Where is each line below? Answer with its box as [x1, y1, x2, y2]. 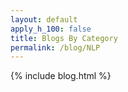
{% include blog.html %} [10, 70, 112, 82]
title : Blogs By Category [10, 33, 118, 43]
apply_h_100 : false [10, 24, 92, 34]
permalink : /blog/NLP [10, 42, 101, 53]
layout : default [10, 14, 78, 25]
